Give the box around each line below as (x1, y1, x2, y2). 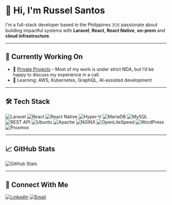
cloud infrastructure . (5, 33, 51, 39)
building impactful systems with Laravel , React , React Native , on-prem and (5, 27, 165, 33)
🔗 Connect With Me (5, 180, 69, 189)
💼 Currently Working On (5, 52, 83, 61)
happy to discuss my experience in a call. (12, 71, 100, 77)
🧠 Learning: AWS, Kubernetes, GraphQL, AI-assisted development (12, 77, 152, 83)
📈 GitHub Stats (5, 145, 55, 153)
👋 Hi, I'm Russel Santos (5, 5, 105, 16)
